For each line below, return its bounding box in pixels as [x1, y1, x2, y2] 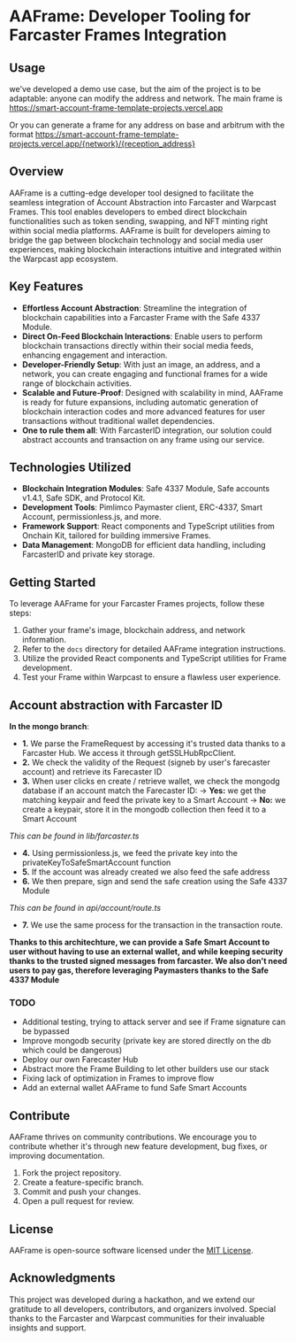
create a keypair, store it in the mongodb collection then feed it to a [21, 804, 267, 815]
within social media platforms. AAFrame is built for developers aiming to [9, 225, 271, 235]
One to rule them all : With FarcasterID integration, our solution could [21, 425, 272, 436]
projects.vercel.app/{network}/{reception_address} [9, 139, 196, 149]
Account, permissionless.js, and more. [21, 512, 162, 522]
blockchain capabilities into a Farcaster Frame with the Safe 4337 [21, 312, 261, 322]
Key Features [9, 279, 84, 294]
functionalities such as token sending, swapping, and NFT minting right [9, 215, 269, 227]
